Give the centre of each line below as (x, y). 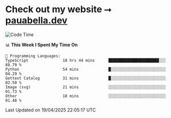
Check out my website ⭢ (58, 9)
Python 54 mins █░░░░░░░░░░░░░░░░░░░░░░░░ (86, 69)
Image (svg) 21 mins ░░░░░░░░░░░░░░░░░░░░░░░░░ (86, 87)
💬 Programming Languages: (33, 56)
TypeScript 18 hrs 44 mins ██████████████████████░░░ (86, 60)
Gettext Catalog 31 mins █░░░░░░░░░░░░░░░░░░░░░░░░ (86, 78)
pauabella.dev (36, 21)
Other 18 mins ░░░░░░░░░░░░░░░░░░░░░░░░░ (86, 96)
